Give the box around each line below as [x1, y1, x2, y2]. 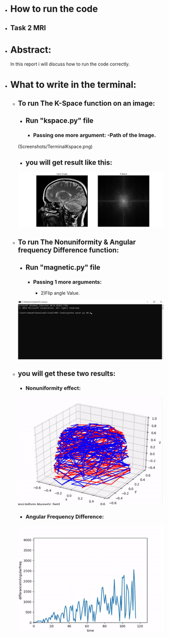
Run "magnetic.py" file [25, 263, 101, 272]
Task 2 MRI [10, 24, 46, 32]
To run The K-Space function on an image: [17, 99, 155, 108]
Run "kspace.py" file [25, 116, 93, 125]
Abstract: [10, 44, 52, 55]
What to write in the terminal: [10, 79, 137, 90]
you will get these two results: [17, 369, 116, 378]
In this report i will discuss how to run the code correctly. [10, 61, 130, 67]
